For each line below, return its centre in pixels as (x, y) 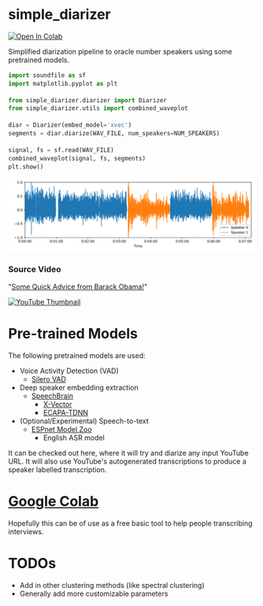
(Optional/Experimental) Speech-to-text (84, 421)
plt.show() (26, 167)
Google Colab (54, 501)
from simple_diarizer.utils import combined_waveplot (98, 109)
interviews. (26, 531)
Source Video (35, 269)
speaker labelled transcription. (57, 469)
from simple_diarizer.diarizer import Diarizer (88, 100)
